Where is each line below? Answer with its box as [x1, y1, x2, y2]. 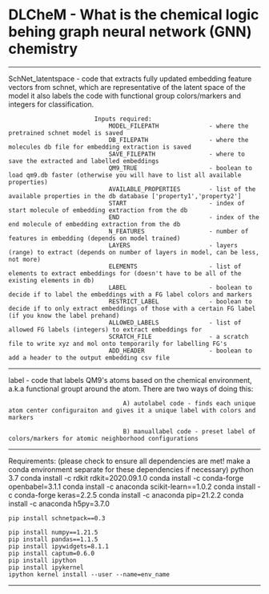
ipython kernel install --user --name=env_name [8, 570, 171, 579]
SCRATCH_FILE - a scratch [108, 332, 249, 340]
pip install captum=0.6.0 [8, 549, 94, 557]
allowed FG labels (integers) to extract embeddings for [8, 325, 203, 334]
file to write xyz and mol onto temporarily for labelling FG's [8, 340, 227, 348]
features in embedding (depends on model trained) [8, 234, 181, 242]
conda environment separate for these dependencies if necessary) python [8, 464, 254, 474]
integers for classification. [8, 99, 94, 109]
